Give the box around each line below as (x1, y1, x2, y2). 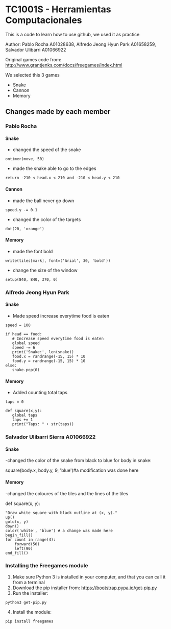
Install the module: (12, 609, 52, 615)
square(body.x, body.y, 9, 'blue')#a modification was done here (5, 467, 139, 473)
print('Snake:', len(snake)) (12, 349, 74, 354)
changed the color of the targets (12, 216, 81, 223)
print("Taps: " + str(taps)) (12, 422, 74, 427)
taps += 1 (12, 417, 33, 422)
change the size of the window (12, 267, 78, 273)
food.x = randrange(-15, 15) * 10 (12, 354, 86, 359)
